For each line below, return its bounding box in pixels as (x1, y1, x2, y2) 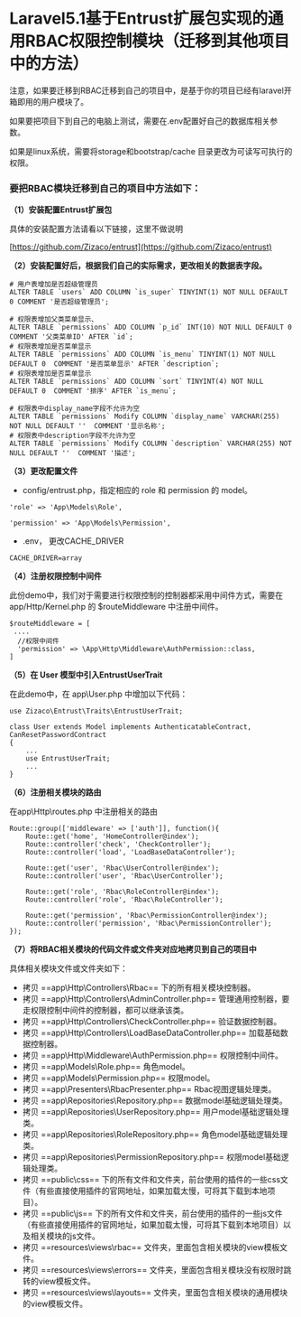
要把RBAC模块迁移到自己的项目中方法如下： (9, 182, 201, 194)
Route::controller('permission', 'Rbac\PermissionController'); (25, 919, 272, 929)
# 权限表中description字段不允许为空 (9, 431, 136, 441)
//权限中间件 (17, 637, 60, 646)
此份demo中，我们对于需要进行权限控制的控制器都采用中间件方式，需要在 (9, 590, 284, 601)
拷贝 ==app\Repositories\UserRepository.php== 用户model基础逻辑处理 (22, 1107, 290, 1117)
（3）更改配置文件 (9, 466, 78, 477)
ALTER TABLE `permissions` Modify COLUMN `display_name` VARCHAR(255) (9, 412, 280, 421)
